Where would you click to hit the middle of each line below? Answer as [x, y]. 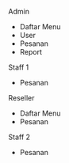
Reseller [21, 98]
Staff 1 [19, 67]
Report [31, 52]
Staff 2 [19, 137]
